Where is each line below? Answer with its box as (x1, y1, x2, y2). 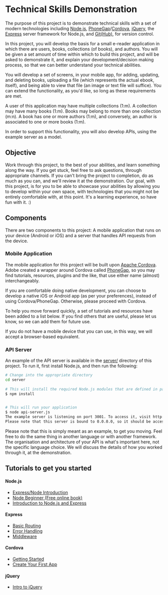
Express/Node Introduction (12, 489, 68, 495)
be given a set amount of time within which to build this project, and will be (5, 51, 159, 57)
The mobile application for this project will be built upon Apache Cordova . (5, 261, 157, 267)
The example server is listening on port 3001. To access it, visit (5, 415, 151, 420)
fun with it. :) (5, 199, 31, 205)
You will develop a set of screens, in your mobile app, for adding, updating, (5, 71, 159, 77)
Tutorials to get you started (5, 464, 91, 473)
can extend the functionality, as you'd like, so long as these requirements (5, 87, 156, 93)
